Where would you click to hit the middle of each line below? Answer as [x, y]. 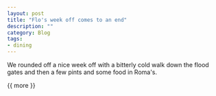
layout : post [26, 13]
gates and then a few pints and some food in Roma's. [82, 72]
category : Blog [29, 33]
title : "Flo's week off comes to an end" [67, 20]
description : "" [30, 26]
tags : [15, 39]
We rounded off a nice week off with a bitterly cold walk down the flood [108, 65]
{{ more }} [21, 85]
